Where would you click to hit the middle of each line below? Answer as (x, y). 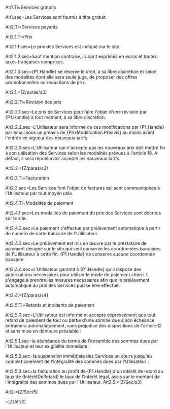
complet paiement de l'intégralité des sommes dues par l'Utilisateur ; (77, 361)
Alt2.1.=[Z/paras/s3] (26, 92)
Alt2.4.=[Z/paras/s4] (27, 295)
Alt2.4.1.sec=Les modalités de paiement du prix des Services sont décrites (83, 213)
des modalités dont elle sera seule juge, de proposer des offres (72, 77)
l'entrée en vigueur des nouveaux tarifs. (47, 138)
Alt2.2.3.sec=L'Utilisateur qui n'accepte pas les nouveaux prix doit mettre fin (85, 147)
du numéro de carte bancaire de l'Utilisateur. (52, 233)
